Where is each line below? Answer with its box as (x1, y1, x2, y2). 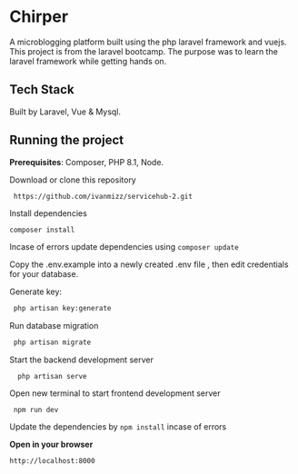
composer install (9, 225, 75, 234)
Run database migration (9, 321, 99, 331)
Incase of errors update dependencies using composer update (9, 242, 239, 252)
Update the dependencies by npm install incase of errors (9, 421, 227, 432)
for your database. (9, 269, 79, 280)
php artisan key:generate (13, 304, 112, 313)
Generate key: (9, 286, 62, 297)
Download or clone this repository (9, 174, 136, 185)
